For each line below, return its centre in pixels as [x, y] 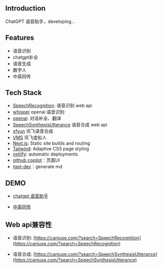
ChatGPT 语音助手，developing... [40, 21]
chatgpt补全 [25, 57]
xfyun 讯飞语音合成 [33, 131]
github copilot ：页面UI [36, 160]
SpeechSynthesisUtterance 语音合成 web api [60, 125]
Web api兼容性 [29, 225]
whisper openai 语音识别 [39, 112]
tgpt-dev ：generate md [38, 167]
